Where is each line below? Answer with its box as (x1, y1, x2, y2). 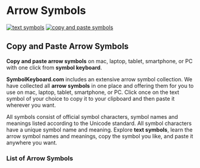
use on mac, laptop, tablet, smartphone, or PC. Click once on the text (6, 89, 179, 96)
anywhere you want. (6, 139, 58, 146)
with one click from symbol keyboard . (6, 64, 102, 71)
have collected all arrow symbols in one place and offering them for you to (6, 82, 194, 89)
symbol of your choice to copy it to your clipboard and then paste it (6, 95, 175, 102)
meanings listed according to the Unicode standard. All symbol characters (6, 119, 192, 127)
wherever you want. (6, 101, 57, 109)
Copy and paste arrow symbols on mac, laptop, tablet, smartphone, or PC (6, 57, 193, 64)
